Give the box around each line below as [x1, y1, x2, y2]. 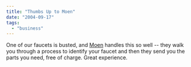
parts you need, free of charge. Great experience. [6, 54, 128, 61]
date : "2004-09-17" [6, 14, 55, 20]
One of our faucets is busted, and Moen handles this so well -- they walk [6, 42, 184, 49]
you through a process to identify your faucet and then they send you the [6, 48, 185, 55]
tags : [6, 20, 20, 25]
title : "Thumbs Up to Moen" [6, 8, 76, 15]
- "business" [11, 25, 44, 31]
